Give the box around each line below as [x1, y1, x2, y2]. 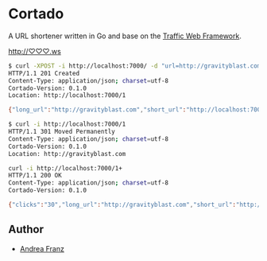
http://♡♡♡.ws [8, 46, 61, 56]
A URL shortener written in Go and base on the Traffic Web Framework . [8, 31, 242, 41]
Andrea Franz [19, 243, 65, 253]
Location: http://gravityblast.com [8, 150, 126, 158]
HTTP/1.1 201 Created [8, 69, 80, 77]
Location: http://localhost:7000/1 [8, 92, 126, 99]
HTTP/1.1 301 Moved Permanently [8, 128, 115, 136]
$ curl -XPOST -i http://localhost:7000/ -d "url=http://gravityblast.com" [8, 61, 265, 70]
